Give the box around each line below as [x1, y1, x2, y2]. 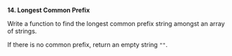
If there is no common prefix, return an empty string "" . [7, 41, 168, 48]
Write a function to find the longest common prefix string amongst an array [7, 20, 226, 27]
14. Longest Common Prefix [7, 6, 90, 14]
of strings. [7, 27, 37, 35]
